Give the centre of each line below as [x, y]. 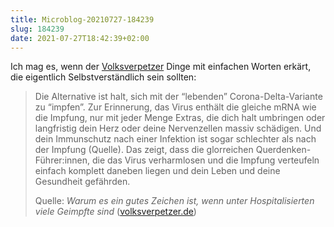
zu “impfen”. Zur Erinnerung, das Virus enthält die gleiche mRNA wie [175, 107]
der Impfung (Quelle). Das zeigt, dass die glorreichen [144, 150]
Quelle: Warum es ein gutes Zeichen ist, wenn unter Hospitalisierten [174, 201]
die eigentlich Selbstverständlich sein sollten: [103, 77]
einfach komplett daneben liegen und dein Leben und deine [157, 171]
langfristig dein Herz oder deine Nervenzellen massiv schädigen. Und [178, 128]
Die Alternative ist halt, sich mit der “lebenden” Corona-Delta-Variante [178, 97]
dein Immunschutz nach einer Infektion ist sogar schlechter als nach [175, 139]
